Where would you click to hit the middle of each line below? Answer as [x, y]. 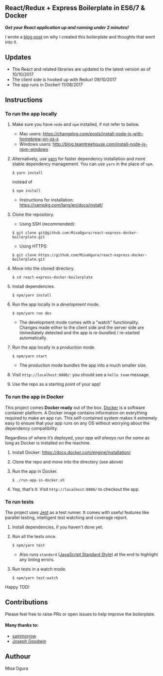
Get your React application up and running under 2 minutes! [67, 27]
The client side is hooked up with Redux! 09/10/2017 [64, 79]
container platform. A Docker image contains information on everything [76, 413]
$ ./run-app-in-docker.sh [38, 480]
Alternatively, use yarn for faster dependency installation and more [79, 159]
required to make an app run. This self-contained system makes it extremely [81, 418]
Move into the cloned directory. [43, 269]
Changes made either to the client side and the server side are [81, 328]
